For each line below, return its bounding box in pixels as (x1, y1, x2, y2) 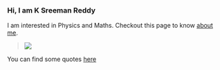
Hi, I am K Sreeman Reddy (7, 6, 95, 15)
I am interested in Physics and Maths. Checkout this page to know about (7, 21, 213, 30)
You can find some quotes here (7, 55, 97, 64)
